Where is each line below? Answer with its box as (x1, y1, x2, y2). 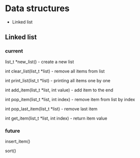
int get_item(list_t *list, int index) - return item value (5, 115, 107, 121)
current (5, 48, 23, 54)
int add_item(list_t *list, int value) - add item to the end (5, 87, 113, 93)
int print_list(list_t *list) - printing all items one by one (5, 77, 111, 83)
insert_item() (5, 138, 31, 144)
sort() (5, 148, 17, 154)
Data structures (5, 3, 70, 14)
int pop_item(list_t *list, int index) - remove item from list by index (5, 96, 135, 102)
